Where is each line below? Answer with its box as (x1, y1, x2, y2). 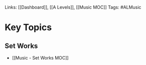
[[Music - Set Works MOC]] (12, 55, 69, 60)
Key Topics (5, 22, 52, 33)
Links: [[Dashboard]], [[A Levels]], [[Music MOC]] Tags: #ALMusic (5, 4, 141, 10)
